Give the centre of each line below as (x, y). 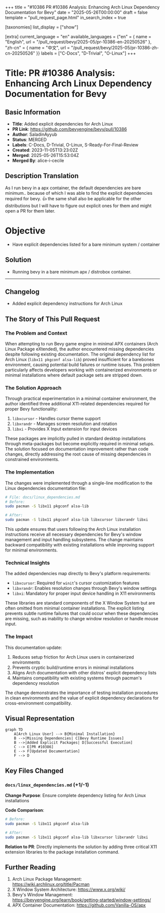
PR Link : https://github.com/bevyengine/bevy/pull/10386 (69, 129)
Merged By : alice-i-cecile (38, 160)
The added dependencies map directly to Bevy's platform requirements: (78, 574)
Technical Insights (27, 563)
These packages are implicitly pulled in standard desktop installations (75, 439)
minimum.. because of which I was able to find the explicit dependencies (79, 193)
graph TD (14, 730)
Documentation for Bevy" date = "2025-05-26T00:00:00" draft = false (76, 12)
